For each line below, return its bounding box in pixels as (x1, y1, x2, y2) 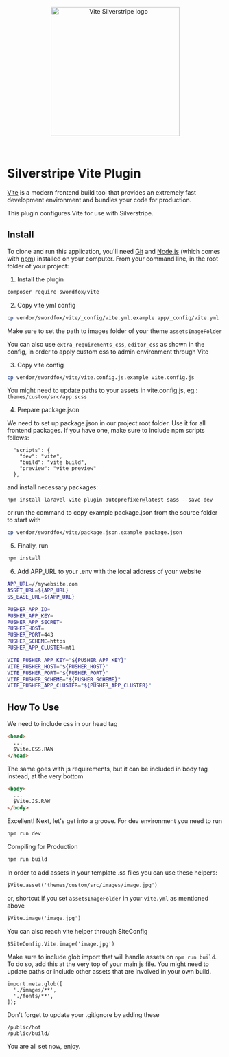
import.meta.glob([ (7, 981, 63, 987)
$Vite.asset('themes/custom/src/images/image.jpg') (7, 882, 158, 888)
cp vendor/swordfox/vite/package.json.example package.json (7, 529, 183, 536)
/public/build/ (7, 1030, 51, 1037)
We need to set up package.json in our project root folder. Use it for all (7, 419, 206, 427)
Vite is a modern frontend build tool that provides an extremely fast (7, 188, 197, 196)
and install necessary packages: (7, 483, 98, 491)
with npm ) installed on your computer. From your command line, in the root (7, 255, 219, 263)
